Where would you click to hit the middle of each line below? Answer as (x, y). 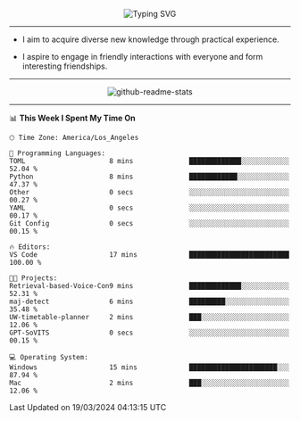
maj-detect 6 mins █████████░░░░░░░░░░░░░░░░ (150, 301)
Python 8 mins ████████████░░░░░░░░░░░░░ (150, 177)
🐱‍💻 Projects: (33, 278)
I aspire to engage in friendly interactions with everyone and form (142, 57)
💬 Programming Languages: (57, 153)
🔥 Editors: (30, 247)
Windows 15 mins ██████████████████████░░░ (150, 367)
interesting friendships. (65, 66)
